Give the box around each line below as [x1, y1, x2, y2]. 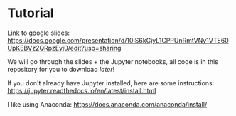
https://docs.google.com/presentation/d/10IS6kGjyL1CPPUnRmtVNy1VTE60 [7, 36, 229, 44]
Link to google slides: [7, 28, 70, 37]
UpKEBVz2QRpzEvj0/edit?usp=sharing [7, 43, 122, 52]
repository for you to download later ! [7, 65, 115, 73]
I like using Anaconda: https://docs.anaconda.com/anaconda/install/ [7, 100, 208, 108]
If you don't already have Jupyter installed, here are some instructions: [7, 78, 215, 87]
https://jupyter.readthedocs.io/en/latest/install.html [7, 86, 156, 95]
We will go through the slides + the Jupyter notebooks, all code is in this [7, 57, 219, 65]
